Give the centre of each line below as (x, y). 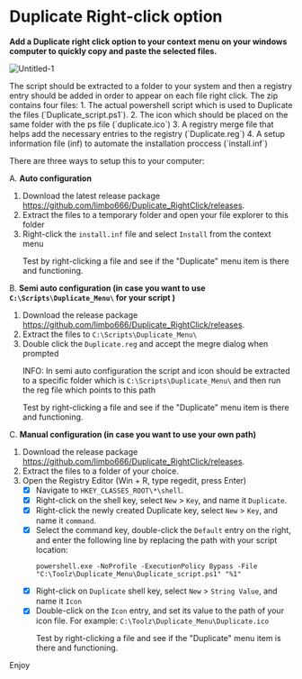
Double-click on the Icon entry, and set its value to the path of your (160, 611)
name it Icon (59, 602)
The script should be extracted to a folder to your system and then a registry (151, 86)
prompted (40, 353)
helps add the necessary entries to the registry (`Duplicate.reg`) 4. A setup (147, 133)
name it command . (66, 521)
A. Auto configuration (51, 178)
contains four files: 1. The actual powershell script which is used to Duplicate (151, 104)
